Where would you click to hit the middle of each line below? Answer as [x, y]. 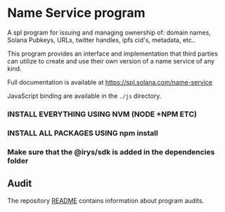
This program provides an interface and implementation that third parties [112, 54]
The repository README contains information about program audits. [106, 200]
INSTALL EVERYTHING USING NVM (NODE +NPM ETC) [102, 114]
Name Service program [76, 13]
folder [18, 161]
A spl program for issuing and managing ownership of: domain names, [109, 32]
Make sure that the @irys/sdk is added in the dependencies [111, 151]
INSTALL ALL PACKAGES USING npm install [83, 133]
